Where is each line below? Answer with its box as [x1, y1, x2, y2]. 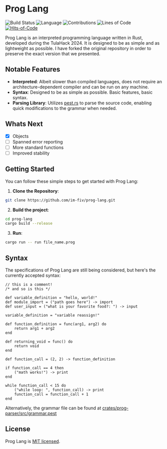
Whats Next [5, 120, 43, 128]
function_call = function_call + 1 [14, 392, 89, 397]
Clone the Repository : [12, 188, 59, 194]
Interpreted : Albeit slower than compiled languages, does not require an [12, 78, 162, 84]
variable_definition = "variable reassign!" [5, 313, 100, 318]
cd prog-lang [5, 216, 33, 221]
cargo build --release [5, 221, 53, 226]
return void [14, 343, 39, 349]
